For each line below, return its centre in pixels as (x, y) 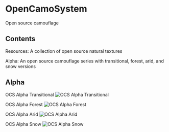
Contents (20, 39)
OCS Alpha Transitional (30, 94)
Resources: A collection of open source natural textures (64, 51)
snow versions (21, 66)
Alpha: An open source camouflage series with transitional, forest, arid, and (85, 61)
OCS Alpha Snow (23, 124)
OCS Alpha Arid (22, 114)
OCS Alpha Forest (24, 104)
